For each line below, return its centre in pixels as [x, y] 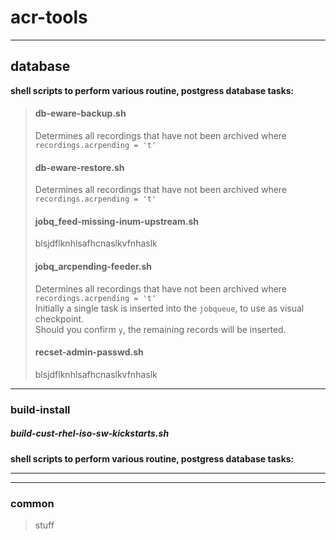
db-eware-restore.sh [79, 167]
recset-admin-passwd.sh [89, 352]
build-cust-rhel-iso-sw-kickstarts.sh [90, 433]
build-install [40, 409]
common [32, 503]
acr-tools [49, 17]
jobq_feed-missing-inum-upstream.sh [117, 221]
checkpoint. [59, 318]
